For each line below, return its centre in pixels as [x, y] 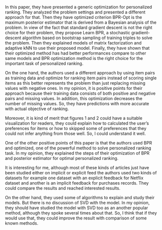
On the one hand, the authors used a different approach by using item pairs [80, 73]
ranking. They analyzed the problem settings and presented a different [75, 12]
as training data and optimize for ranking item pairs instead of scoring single [81, 78]
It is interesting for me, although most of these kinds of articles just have [77, 168]
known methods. [22, 223]
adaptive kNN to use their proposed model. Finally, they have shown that [77, 48]
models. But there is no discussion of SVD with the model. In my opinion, [77, 203]
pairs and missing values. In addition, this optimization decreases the [74, 98]
